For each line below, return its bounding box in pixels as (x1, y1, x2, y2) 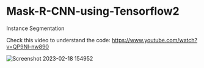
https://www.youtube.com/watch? (112, 36, 197, 43)
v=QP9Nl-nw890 (6, 43, 49, 50)
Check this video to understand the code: (6, 36, 111, 43)
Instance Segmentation (6, 25, 65, 32)
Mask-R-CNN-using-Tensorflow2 (6, 4, 180, 18)
